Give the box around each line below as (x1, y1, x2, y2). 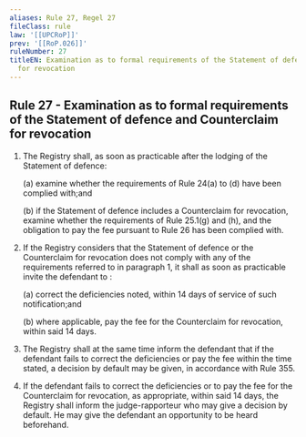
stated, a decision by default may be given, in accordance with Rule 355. (22, 362, 296, 373)
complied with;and (22, 188, 93, 198)
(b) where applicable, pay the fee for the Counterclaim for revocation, (22, 316, 284, 327)
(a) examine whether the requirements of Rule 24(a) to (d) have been (22, 178, 282, 188)
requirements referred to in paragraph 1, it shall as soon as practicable (22, 261, 287, 272)
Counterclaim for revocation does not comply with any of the (22, 251, 251, 262)
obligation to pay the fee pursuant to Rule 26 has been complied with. (22, 224, 284, 235)
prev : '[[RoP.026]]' (9, 38, 88, 48)
